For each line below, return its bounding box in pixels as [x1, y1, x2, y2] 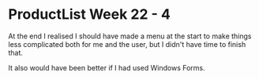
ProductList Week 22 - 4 [8, 5, 171, 23]
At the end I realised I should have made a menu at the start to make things [8, 31, 252, 41]
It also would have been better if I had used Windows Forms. [8, 63, 205, 72]
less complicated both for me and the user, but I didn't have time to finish [8, 39, 246, 48]
